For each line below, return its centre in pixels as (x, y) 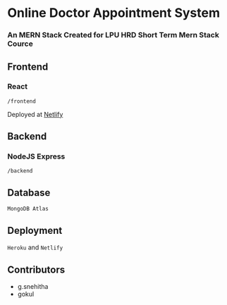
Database (29, 193)
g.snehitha (33, 286)
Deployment (35, 230)
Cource (20, 44)
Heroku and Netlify (35, 247)
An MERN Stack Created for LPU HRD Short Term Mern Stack (114, 35)
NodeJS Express (36, 156)
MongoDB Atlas (28, 209)
